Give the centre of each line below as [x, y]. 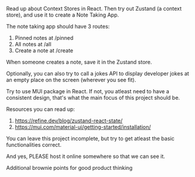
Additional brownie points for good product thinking [69, 168]
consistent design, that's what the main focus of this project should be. [93, 98]
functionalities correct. [34, 145]
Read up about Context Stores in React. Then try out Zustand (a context [94, 9]
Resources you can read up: [41, 109]
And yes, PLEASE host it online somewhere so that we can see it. [86, 156]
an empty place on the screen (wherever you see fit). [71, 80]
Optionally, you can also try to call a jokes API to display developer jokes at [97, 73]
